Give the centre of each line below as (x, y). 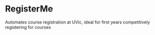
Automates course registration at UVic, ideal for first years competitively (77, 22)
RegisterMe (29, 9)
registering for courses (28, 27)
